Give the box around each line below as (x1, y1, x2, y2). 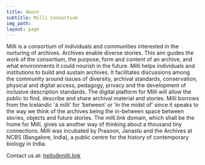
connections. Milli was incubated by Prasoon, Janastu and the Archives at (6, 127, 193, 134)
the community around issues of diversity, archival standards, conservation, (6, 75, 198, 82)
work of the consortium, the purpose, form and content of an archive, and (6, 56, 193, 63)
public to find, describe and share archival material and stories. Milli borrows (6, 95, 199, 102)
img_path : (6, 20, 32, 26)
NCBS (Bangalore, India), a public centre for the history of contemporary (6, 134, 189, 141)
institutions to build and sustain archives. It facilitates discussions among (6, 68, 190, 76)
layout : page (6, 26, 40, 32)
